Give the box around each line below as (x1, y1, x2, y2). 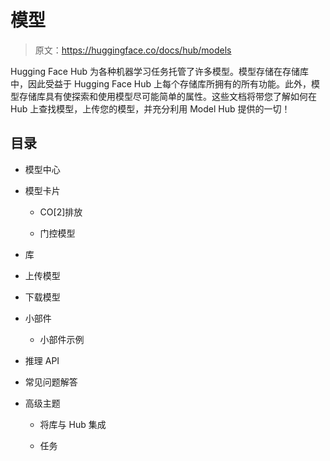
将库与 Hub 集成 (39, 418, 107, 430)
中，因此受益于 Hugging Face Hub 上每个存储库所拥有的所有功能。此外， (10, 77, 312, 90)
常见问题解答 (24, 376, 78, 388)
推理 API (24, 354, 60, 366)
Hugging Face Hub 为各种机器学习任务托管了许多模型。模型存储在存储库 (10, 65, 310, 77)
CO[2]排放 (39, 206, 83, 218)
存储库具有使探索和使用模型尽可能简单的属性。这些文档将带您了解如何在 (18, 90, 317, 102)
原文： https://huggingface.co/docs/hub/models (34, 44, 232, 56)
